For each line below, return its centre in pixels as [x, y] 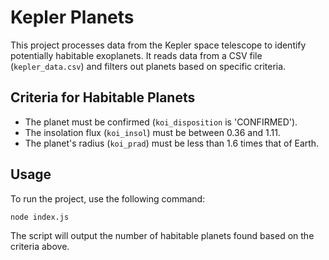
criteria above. [40, 247]
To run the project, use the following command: [108, 198]
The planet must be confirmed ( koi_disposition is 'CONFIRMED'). [161, 122]
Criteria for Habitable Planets [103, 97]
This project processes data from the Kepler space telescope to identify [158, 45]
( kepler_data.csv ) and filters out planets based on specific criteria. [148, 66]
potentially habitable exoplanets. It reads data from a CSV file [136, 55]
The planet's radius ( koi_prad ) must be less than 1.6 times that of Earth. [172, 143]
